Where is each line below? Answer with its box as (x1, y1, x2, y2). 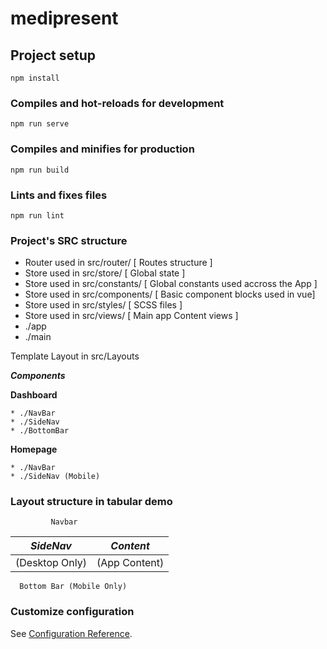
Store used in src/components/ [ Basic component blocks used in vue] (24, 288, 316, 301)
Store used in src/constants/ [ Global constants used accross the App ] (24, 278, 318, 290)
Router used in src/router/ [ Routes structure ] (24, 257, 213, 269)
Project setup (10, 47, 97, 64)
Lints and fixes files (10, 188, 108, 202)
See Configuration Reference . (10, 627, 133, 639)
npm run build (10, 165, 70, 175)
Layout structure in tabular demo (10, 495, 173, 509)
